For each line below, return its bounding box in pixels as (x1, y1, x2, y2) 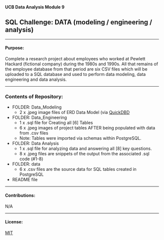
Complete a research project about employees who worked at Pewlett (5, 56, 145, 62)
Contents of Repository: (5, 93, 63, 100)
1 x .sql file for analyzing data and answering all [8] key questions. (19, 146, 152, 151)
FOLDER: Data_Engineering (12, 114, 67, 121)
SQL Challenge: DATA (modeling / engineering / (5, 18, 152, 26)
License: (5, 219, 23, 225)
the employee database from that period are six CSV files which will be (5, 66, 148, 72)
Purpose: (5, 45, 24, 51)
